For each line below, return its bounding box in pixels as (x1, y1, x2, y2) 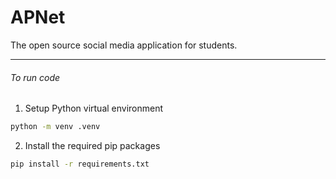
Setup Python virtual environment (24, 102, 164, 115)
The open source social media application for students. (10, 39, 238, 51)
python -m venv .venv (10, 122, 101, 132)
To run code (10, 71, 61, 83)
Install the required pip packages (24, 140, 161, 152)
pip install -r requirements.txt (10, 159, 150, 170)
